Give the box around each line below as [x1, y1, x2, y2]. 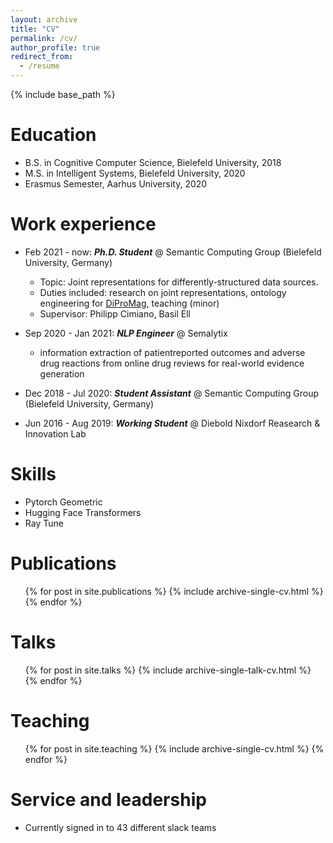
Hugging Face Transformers [24, 506, 142, 518]
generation [39, 367, 85, 380]
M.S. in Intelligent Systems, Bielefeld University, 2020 [24, 167, 246, 179]
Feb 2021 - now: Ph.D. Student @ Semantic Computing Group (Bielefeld [24, 246, 322, 258]
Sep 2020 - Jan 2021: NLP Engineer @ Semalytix [24, 327, 228, 339]
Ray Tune [24, 517, 64, 529]
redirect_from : [10, 52, 74, 62]
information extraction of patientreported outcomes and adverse [39, 346, 306, 358]
